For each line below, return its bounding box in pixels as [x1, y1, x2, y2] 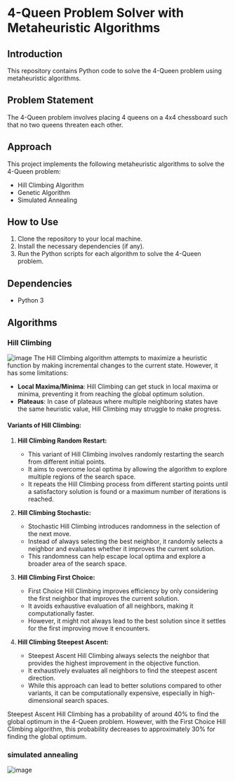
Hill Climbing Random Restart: [17, 436, 107, 445]
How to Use [7, 216, 59, 228]
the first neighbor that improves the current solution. [27, 595, 180, 603]
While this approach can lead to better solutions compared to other [27, 681, 222, 690]
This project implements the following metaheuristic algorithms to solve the [7, 160, 225, 168]
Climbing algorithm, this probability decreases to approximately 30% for [7, 725, 216, 733]
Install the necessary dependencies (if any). [17, 242, 145, 250]
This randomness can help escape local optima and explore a [27, 552, 206, 561]
